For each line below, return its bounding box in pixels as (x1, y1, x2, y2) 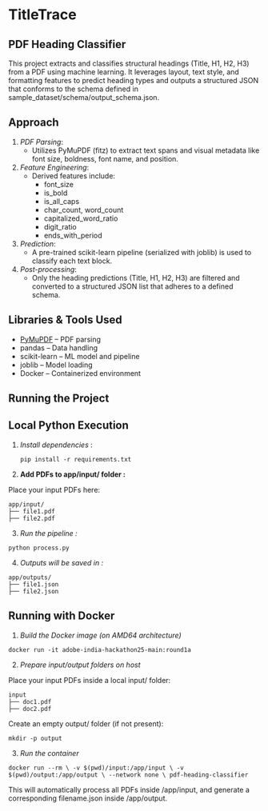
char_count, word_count (43, 205, 124, 214)
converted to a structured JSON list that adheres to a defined (31, 282, 234, 291)
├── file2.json (8, 587, 59, 595)
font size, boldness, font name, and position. (31, 154, 178, 163)
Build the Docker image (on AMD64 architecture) (19, 630, 182, 640)
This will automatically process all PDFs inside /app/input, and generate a (8, 785, 250, 794)
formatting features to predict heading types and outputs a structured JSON (8, 76, 259, 85)
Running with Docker (8, 609, 115, 623)
